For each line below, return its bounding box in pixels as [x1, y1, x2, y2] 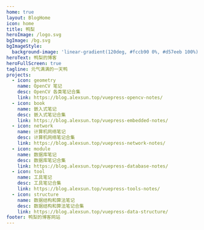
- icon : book [12, 100, 45, 106]
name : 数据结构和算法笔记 [17, 197, 75, 203]
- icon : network [12, 123, 53, 129]
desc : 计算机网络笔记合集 [17, 134, 75, 141]
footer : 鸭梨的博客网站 [6, 214, 61, 221]
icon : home [6, 20, 34, 26]
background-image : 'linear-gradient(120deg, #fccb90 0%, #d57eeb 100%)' [12, 49, 202, 55]
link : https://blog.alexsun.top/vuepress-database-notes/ [17, 163, 168, 169]
